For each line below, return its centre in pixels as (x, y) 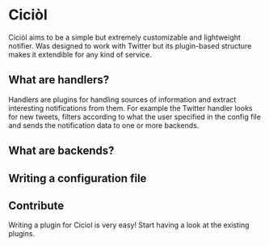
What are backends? (61, 151)
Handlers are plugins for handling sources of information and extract (122, 100)
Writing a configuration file (78, 178)
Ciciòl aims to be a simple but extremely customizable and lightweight (124, 37)
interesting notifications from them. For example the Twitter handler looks (130, 108)
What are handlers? (59, 80)
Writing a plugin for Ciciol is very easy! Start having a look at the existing (129, 225)
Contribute (36, 205)
